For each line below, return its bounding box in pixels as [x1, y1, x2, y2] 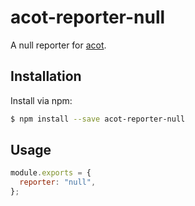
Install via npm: [10, 94, 73, 106]
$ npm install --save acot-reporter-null [10, 114, 186, 124]
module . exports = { [10, 168, 92, 178]
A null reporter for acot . [10, 39, 107, 51]
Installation [10, 68, 82, 85]
